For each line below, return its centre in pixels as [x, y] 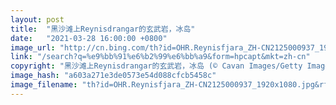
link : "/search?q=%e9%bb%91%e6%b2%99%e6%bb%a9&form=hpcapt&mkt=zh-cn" [160, 57]
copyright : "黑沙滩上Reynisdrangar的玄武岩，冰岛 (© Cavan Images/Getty [156, 66]
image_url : [33, 47]
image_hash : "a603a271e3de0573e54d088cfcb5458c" [113, 76]
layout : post [37, 19]
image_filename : [44, 85]
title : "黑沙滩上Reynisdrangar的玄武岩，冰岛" [103, 29]
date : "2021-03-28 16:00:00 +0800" [89, 38]
